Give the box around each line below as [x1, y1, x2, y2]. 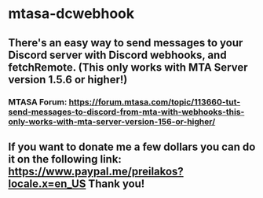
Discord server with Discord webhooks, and [8, 48, 227, 61]
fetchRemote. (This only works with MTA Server [8, 60, 249, 74]
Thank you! [88, 177, 145, 190]
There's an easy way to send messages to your [8, 36, 243, 49]
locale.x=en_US [8, 177, 86, 190]
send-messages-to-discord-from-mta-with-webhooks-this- [8, 106, 245, 117]
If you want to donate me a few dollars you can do [8, 140, 256, 153]
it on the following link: [8, 152, 122, 166]
